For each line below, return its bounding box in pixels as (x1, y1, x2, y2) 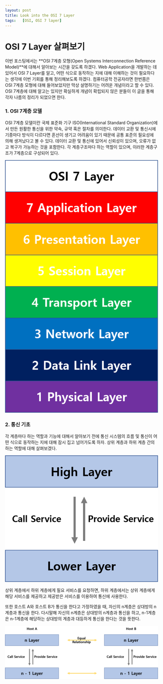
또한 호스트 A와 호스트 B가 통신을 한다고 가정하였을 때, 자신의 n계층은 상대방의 (5, 604, 153, 610)
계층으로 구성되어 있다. (16, 150, 60, 156)
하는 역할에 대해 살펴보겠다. (5, 445, 57, 451)
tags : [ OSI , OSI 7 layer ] (5, 18, 62, 23)
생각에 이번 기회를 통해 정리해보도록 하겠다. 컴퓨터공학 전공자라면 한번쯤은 (10, 76, 150, 82)
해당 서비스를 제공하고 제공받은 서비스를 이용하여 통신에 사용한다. (5, 593, 129, 599)
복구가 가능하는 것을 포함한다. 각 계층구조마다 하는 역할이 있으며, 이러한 (10, 144, 145, 150)
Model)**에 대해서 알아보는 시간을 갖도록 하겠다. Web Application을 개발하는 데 (5, 64, 157, 70)
